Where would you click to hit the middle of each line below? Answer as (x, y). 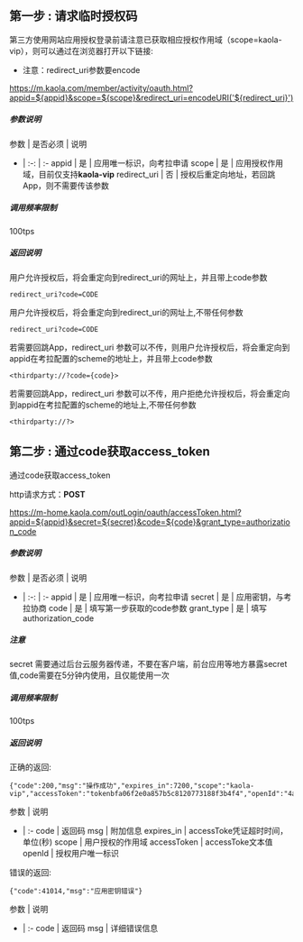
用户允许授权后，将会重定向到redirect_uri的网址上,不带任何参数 (126, 312)
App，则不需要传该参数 (66, 185)
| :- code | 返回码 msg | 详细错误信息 (90, 928)
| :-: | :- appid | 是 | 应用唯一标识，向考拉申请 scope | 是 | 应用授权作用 (153, 163)
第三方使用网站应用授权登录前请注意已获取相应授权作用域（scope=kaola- (146, 40)
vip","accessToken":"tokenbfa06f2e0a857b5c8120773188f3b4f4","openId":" (149, 794)
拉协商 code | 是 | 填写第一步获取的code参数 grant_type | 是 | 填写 (145, 608)
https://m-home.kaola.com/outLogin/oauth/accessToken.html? (125, 512)
